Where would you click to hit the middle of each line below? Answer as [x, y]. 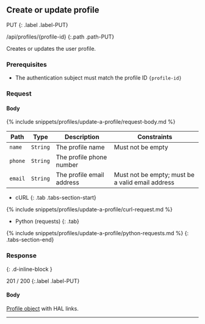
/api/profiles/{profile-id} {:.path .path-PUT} [60, 37]
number [67, 165]
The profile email [80, 175]
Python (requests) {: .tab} [47, 221]
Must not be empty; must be [154, 175]
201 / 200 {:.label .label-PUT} [43, 281]
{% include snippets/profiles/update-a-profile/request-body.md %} [91, 122]
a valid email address [144, 183]
